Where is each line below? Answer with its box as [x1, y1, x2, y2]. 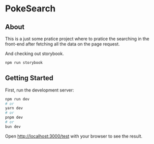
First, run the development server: [5, 87, 74, 93]
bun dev [5, 124, 21, 129]
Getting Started [5, 74, 54, 82]
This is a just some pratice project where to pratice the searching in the [5, 36, 150, 42]
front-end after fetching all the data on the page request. [5, 41, 120, 47]
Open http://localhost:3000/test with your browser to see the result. [5, 133, 143, 139]
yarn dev [5, 106, 23, 111]
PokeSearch [5, 3, 56, 14]
